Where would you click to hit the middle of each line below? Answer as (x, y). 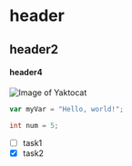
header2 (34, 49)
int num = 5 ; (34, 125)
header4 (26, 73)
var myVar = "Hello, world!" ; (67, 109)
